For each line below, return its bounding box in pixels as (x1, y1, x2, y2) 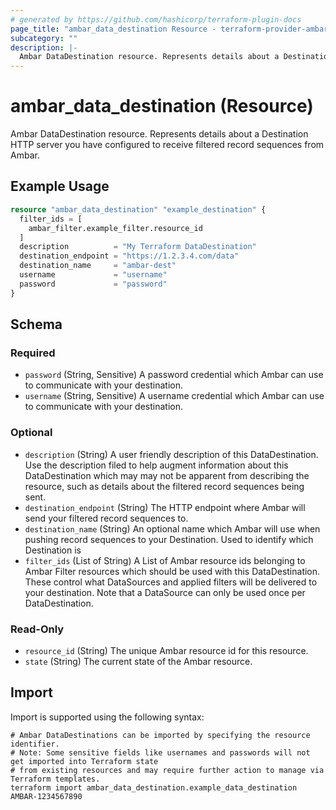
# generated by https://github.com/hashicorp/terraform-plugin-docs (10, 14, 302, 25)
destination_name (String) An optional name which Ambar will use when (24, 522, 321, 535)
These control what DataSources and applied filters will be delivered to (24, 576, 318, 588)
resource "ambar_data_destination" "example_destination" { (10, 204, 267, 215)
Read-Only (10, 622, 65, 636)
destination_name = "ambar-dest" (19, 261, 177, 271)
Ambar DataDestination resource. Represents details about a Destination (10, 128, 309, 140)
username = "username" (19, 270, 168, 280)
